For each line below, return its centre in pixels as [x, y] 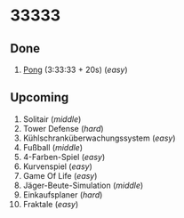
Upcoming [40, 97]
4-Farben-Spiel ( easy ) [64, 157]
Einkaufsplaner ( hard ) [63, 194]
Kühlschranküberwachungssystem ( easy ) [99, 138]
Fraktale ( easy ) [51, 204]
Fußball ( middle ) [53, 147]
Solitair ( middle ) [52, 119]
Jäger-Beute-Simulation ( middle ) [83, 185]
